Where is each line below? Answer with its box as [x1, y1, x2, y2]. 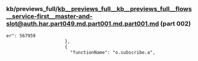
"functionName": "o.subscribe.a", [70, 49, 156, 55]
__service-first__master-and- [6, 12, 93, 20]
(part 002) [160, 20, 191, 28]
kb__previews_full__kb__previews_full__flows [57, 5, 192, 13]
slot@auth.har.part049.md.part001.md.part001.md [6, 20, 159, 28]
